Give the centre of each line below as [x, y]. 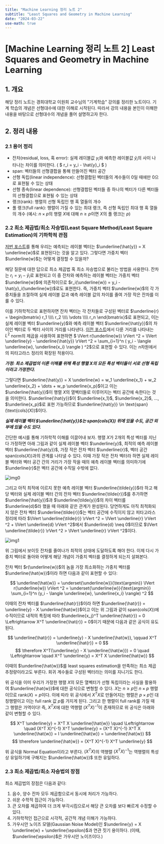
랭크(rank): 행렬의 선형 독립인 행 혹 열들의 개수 [57, 202]
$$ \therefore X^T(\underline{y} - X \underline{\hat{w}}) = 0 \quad [82, 651]
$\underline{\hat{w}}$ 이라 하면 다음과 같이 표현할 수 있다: [61, 573]
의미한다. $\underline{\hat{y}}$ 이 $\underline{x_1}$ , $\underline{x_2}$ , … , [84, 398]
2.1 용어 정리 [19, 146]
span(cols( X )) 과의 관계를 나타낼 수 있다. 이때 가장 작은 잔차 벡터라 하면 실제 [77, 456]
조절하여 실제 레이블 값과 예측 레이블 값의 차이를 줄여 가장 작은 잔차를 [88, 295]
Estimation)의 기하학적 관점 [36, 235]
